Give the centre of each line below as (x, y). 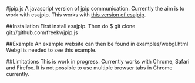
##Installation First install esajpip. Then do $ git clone (71, 26)
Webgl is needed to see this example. (51, 50)
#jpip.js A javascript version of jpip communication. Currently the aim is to (95, 9)
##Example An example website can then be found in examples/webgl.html (97, 44)
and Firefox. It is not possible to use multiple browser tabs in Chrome (89, 68)
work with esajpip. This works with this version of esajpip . (76, 15)
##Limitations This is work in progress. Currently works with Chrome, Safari (98, 62)
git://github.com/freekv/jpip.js (42, 32)
